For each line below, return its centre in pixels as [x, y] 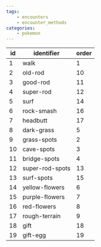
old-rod [33, 73]
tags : [13, 11]
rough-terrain [42, 216]
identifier [46, 54]
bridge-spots [41, 159]
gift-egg [34, 235]
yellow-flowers [43, 188]
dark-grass [38, 130]
